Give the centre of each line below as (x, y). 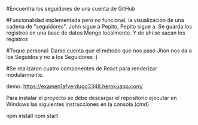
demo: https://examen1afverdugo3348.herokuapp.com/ (75, 86)
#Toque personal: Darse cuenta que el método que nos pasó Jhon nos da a (99, 51)
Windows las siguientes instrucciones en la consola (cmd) (78, 104)
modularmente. (25, 75)
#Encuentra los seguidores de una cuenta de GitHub (71, 9)
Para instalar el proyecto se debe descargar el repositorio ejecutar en (92, 98)
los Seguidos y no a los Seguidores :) (52, 57)
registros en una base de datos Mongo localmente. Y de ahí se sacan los (96, 33)
